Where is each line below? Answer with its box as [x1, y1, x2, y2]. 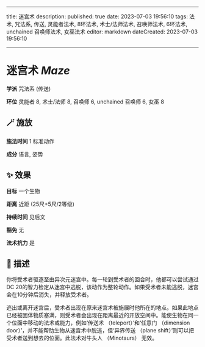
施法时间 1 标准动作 [6, 138, 55, 145]
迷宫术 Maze [6, 64, 70, 78]
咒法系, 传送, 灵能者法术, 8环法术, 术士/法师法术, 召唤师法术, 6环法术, [14, 21, 188, 27]
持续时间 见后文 [6, 213, 46, 220]
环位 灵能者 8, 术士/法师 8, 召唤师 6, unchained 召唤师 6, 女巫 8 [6, 98, 165, 105]
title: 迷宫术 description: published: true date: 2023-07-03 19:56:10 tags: [6, 13, 188, 20]
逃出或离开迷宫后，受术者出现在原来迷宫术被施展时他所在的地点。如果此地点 [6, 304, 199, 311]
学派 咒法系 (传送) [6, 85, 51, 92]
